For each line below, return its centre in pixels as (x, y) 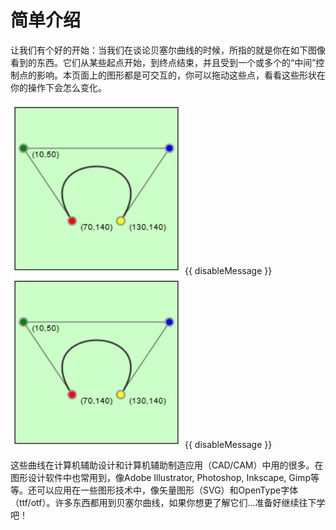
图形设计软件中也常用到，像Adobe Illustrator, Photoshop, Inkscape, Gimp (160, 477)
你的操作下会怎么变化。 (58, 87)
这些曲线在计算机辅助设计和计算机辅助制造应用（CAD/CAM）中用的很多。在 (167, 465)
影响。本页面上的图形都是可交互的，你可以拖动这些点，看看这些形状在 (181, 75)
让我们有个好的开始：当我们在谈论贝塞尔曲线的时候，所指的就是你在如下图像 (168, 50)
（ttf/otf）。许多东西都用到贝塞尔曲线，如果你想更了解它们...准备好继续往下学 (168, 502)
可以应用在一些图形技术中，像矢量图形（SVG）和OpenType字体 (167, 490)
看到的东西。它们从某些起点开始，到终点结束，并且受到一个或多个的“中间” (163, 62)
